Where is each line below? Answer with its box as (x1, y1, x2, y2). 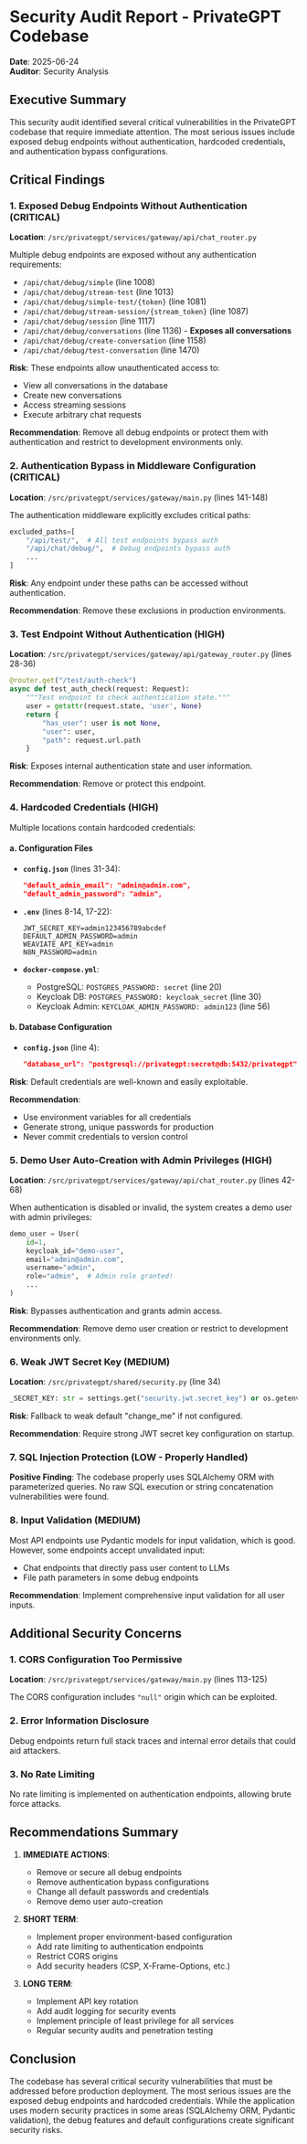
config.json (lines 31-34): (22, 863, 121, 874)
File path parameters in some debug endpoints (22, 1572, 199, 1583)
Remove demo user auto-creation (36, 1895, 164, 1906)
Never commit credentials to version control (22, 1130, 189, 1141)
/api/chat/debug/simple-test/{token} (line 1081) (22, 296, 207, 307)
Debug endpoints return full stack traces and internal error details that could (9, 1735, 297, 1746)
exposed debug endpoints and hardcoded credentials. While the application (9, 2095, 295, 2106)
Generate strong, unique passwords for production (22, 1121, 215, 1132)
